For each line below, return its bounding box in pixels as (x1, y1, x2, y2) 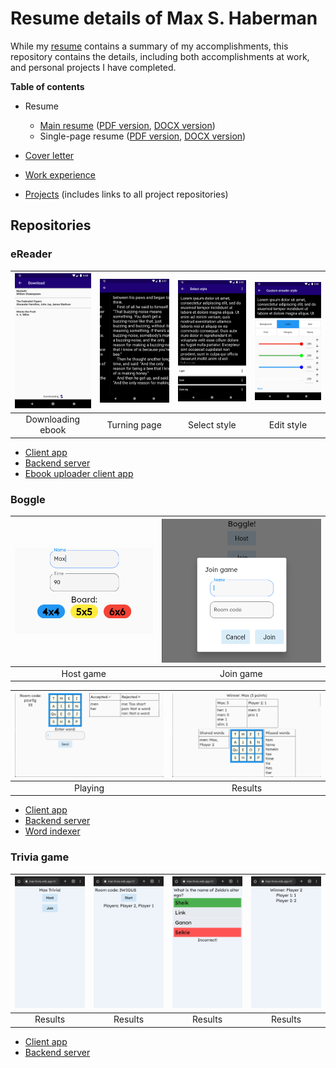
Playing (73, 782, 105, 794)
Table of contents (10, 80, 85, 92)
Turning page (106, 418, 162, 431)
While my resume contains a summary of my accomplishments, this (10, 40, 289, 52)
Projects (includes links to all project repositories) (24, 188, 229, 200)
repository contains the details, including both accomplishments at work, (10, 50, 310, 62)
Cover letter (24, 149, 75, 161)
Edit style (268, 418, 308, 431)
